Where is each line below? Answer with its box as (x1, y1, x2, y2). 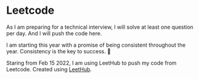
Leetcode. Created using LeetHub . (6, 65, 92, 72)
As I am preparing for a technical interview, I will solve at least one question (6, 23, 194, 31)
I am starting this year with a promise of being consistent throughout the (6, 41, 186, 48)
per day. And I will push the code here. (6, 29, 103, 37)
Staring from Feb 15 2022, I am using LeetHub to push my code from (6, 59, 177, 66)
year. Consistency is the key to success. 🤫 (6, 47, 111, 54)
